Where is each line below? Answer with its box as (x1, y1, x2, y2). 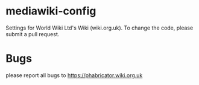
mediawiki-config (5, 4, 96, 18)
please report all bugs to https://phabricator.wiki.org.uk (5, 71, 143, 79)
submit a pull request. (5, 30, 60, 37)
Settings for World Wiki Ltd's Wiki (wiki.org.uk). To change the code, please (5, 24, 194, 31)
